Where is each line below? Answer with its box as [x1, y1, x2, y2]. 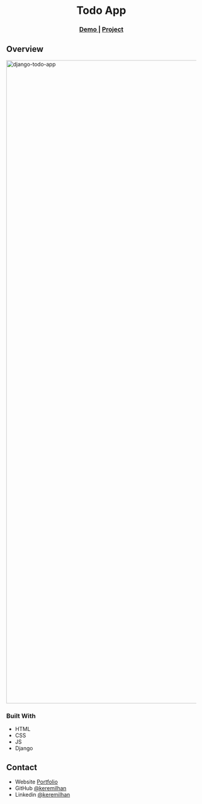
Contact [6, 762, 37, 773]
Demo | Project [79, 25, 124, 34]
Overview [6, 43, 44, 54]
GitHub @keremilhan [14, 785, 67, 792]
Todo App [76, 4, 127, 18]
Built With [6, 712, 36, 720]
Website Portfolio [14, 778, 58, 785]
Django [14, 745, 33, 752]
